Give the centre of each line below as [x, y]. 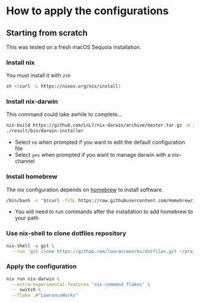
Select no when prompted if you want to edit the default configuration [100, 142]
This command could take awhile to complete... [64, 115]
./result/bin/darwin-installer [45, 131]
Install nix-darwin [32, 102]
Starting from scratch [47, 33]
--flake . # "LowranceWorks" [45, 295]
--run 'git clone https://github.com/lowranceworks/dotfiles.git [94, 251]
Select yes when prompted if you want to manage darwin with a [93, 155]
